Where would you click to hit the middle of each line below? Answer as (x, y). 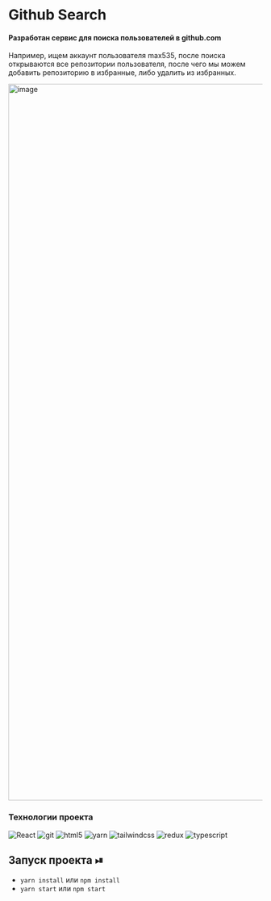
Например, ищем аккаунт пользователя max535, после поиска (117, 56)
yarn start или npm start (63, 888)
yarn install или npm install (70, 880)
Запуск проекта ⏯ (56, 860)
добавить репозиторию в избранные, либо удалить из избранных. (122, 73)
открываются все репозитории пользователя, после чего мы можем (127, 64)
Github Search (58, 15)
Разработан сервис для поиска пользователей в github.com (115, 37)
